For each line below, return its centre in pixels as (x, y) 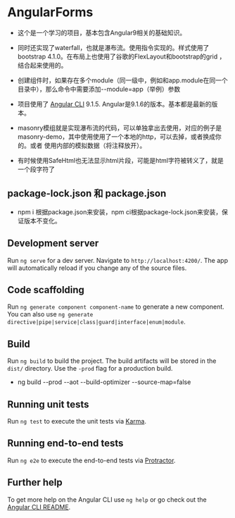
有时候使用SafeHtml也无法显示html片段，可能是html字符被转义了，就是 (120, 160)
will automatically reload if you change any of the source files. (97, 268)
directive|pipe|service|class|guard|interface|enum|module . (96, 322)
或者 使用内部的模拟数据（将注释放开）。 (88, 145)
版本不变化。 (42, 221)
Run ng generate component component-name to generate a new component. (116, 307)
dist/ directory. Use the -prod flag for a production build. (90, 369)
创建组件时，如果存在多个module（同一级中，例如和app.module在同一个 (122, 80)
